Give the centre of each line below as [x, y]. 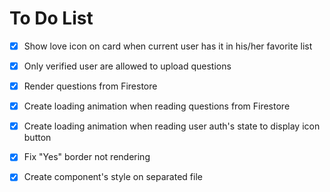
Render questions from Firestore [90, 86]
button [37, 138]
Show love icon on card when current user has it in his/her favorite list [168, 46]
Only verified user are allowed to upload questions [127, 66]
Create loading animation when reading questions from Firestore [157, 106]
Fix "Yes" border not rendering [87, 157]
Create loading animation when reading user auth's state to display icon [172, 126]
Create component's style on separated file [113, 177]
